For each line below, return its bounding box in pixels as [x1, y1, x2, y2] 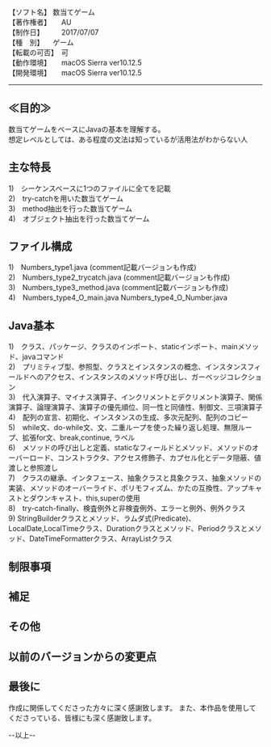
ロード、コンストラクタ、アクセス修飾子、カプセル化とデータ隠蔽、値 [29, 453, 262, 462]
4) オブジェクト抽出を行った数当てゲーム [8, 213, 150, 223]
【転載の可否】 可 [8, 48, 69, 57]
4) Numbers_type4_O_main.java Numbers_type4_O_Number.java [8, 293, 227, 302]
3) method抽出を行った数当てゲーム [8, 204, 133, 213]
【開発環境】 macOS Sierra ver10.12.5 [8, 68, 143, 78]
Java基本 [8, 319, 55, 332]
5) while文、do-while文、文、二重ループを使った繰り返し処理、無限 [8, 423, 239, 433]
